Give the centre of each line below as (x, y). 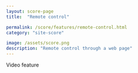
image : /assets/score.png (38, 43)
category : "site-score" (35, 32)
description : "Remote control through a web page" (69, 49)
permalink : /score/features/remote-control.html (67, 27)
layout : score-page (30, 11)
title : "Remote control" (38, 17)
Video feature (23, 65)
